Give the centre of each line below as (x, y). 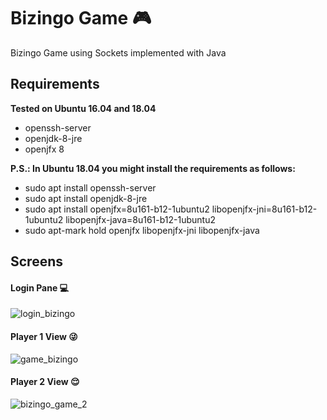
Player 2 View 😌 (45, 382)
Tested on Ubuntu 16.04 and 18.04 (83, 108)
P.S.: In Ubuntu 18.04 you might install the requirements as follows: (153, 168)
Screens (36, 261)
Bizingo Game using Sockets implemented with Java (118, 52)
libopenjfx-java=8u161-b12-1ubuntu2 (141, 219)
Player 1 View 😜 (44, 336)
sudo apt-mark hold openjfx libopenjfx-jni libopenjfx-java (142, 230)
